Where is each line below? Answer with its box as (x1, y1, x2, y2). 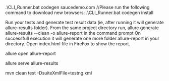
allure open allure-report (5, 50, 57, 56)
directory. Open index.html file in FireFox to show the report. (5, 41, 130, 47)
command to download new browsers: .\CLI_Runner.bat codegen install (5, 10, 154, 16)
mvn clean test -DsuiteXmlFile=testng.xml (5, 70, 92, 76)
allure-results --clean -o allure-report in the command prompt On (5, 30, 141, 36)
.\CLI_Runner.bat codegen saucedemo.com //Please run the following (5, 5, 150, 10)
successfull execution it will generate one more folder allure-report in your (5, 35, 160, 41)
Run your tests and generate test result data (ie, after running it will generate (5, 20, 164, 25)
